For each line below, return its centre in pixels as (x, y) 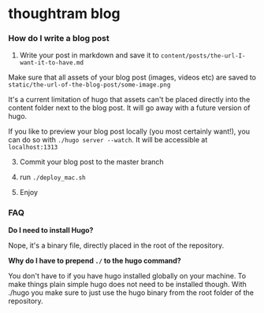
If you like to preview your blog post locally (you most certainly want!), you (129, 131)
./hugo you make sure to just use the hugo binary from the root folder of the (131, 293)
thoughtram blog (64, 14)
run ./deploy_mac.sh (52, 177)
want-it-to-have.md (52, 63)
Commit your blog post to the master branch (91, 162)
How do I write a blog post (59, 39)
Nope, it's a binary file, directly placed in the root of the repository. (116, 245)
